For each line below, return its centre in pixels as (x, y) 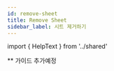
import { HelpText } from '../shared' (57, 47)
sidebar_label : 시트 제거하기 (47, 26)
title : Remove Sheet (37, 20)
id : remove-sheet (33, 14)
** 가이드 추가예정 (32, 61)
